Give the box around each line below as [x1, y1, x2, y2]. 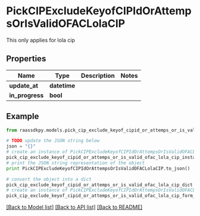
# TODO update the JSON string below [6, 138, 100, 144]
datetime [49, 82, 76, 90]
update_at [9, 82, 39, 90]
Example [6, 111, 39, 121]
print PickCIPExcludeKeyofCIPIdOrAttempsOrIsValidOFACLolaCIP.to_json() [6, 165, 190, 171]
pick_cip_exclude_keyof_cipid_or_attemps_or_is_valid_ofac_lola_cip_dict [6, 181, 193, 188]
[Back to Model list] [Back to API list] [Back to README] [6, 204, 143, 211]
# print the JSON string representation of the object [6, 159, 145, 166]
